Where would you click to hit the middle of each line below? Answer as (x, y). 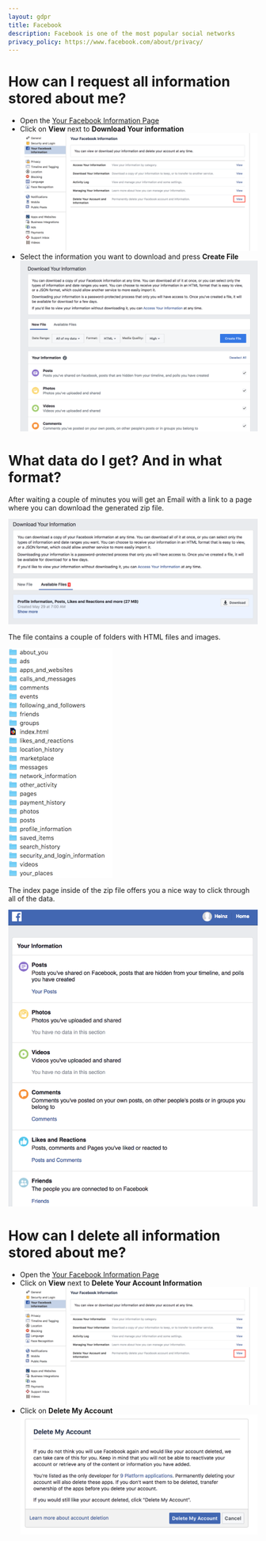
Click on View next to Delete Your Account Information (111, 1283)
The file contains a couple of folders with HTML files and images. (114, 637)
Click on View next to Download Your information (102, 129)
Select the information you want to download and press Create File (129, 256)
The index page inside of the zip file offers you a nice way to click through (129, 890)
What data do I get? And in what (115, 461)
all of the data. (32, 899)
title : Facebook (35, 25)
